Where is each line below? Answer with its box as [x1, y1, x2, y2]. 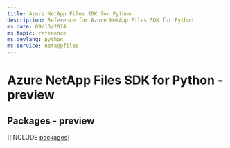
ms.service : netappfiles [7, 42, 79, 49]
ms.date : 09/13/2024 [7, 23, 67, 30]
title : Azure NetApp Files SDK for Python [7, 10, 132, 17]
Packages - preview [7, 115, 95, 126]
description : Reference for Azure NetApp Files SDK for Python [7, 17, 194, 24]
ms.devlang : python [7, 36, 64, 43]
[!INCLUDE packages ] [7, 133, 70, 141]
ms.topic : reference [7, 29, 67, 37]
